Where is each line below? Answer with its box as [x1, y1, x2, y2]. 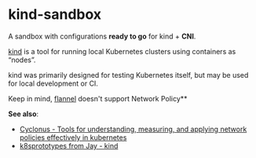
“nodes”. [8, 55, 36, 64]
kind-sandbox [8, 6, 102, 24]
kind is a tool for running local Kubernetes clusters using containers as [8, 46, 236, 56]
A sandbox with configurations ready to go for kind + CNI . [8, 31, 196, 41]
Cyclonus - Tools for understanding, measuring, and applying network [19, 124, 247, 134]
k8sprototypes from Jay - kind [19, 141, 119, 150]
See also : [8, 108, 39, 119]
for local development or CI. [8, 79, 98, 88]
